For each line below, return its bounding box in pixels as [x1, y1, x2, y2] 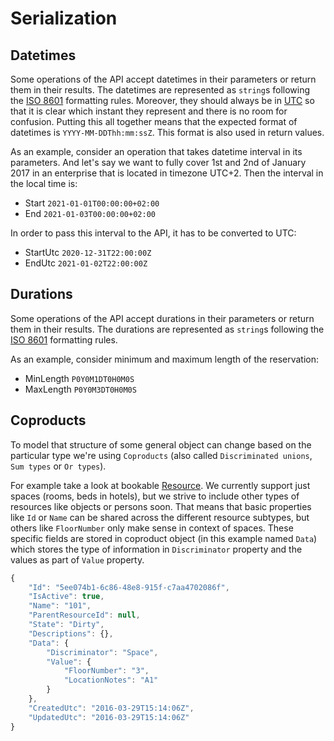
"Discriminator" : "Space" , [46, 647, 159, 657]
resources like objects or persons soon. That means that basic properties [10, 500, 312, 512]
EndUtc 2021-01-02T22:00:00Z [24, 257, 148, 269]
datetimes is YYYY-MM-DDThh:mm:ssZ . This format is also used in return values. [10, 127, 325, 138]
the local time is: [10, 178, 78, 189]
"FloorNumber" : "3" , [63, 666, 150, 676]
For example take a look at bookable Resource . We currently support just [10, 479, 311, 491]
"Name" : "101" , [28, 601, 92, 611]
